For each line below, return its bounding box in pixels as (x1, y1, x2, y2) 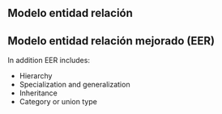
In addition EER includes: (7, 56, 91, 65)
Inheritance (19, 88, 58, 98)
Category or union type (19, 97, 98, 107)
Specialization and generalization (19, 80, 130, 90)
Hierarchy (19, 71, 53, 81)
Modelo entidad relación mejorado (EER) (7, 34, 216, 48)
